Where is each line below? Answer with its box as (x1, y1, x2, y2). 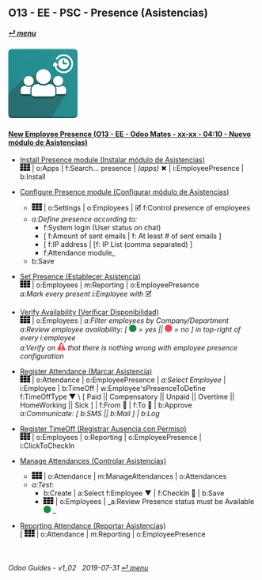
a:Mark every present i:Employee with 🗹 (19, 289, 152, 299)
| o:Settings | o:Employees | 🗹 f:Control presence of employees (43, 203, 251, 213)
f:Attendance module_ (43, 248, 116, 258)
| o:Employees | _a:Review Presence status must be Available (55, 497, 255, 506)
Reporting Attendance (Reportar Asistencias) (19, 521, 166, 531)
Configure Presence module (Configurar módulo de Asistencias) (19, 188, 230, 197)
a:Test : (31, 480, 54, 490)
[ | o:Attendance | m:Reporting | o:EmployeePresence (19, 529, 206, 539)
